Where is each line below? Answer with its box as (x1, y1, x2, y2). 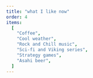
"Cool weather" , (16, 36, 57, 42)
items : (6, 19, 22, 25)
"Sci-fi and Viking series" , (16, 47, 88, 53)
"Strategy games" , (16, 52, 62, 58)
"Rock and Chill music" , (16, 42, 78, 48)
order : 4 (6, 14, 28, 20)
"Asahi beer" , (16, 57, 51, 63)
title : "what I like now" (6, 8, 69, 15)
